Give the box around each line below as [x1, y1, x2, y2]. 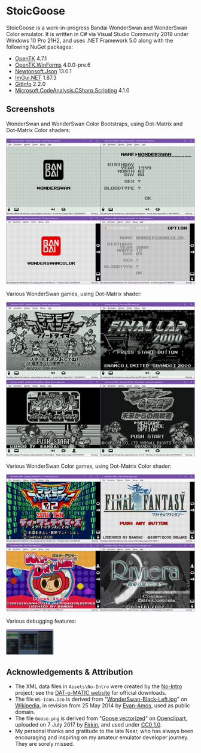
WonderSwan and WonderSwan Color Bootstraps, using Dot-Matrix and [6, 120, 183, 127]
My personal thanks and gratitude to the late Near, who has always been [14, 728, 194, 735]
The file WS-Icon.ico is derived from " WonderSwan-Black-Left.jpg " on [14, 695, 187, 703]
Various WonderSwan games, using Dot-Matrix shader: [6, 290, 142, 297]
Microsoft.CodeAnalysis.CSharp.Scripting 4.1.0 [14, 86, 130, 94]
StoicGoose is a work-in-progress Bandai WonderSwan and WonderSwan [6, 24, 187, 31]
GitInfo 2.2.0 [14, 80, 46, 88]
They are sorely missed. [14, 740, 75, 748]
